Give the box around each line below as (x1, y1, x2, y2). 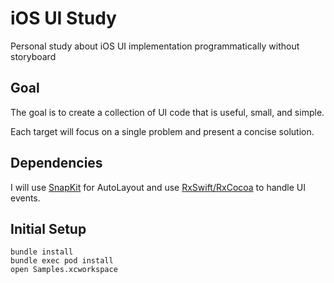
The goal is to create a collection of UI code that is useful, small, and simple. (10, 106, 325, 118)
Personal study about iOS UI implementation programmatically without (10, 40, 300, 52)
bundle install (10, 247, 74, 257)
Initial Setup (10, 220, 87, 237)
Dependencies (10, 155, 103, 172)
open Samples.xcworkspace (10, 265, 118, 275)
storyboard (10, 50, 57, 62)
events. (10, 192, 41, 204)
